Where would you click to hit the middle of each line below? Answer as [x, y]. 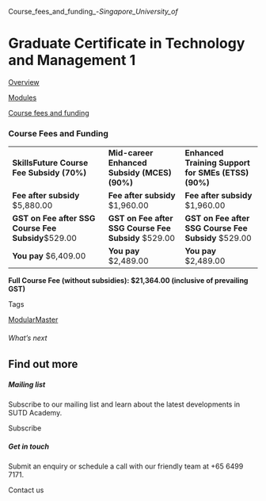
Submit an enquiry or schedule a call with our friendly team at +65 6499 [126, 466]
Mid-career [131, 153]
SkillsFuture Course [50, 163]
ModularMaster [33, 319]
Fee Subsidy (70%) [49, 173]
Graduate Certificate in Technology [127, 44]
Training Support [218, 163]
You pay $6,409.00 [49, 256]
